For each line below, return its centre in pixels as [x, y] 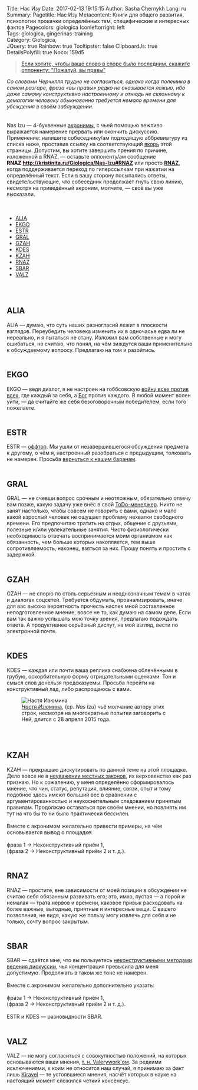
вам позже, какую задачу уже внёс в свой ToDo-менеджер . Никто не [95, 505]
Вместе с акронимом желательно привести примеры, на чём [85, 826]
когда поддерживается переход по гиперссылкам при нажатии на [90, 169]
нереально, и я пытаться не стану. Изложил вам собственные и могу [94, 337]
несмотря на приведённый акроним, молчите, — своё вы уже [85, 188]
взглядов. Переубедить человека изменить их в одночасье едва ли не [96, 331]
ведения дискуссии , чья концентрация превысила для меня [82, 967]
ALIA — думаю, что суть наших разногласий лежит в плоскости [87, 325]
